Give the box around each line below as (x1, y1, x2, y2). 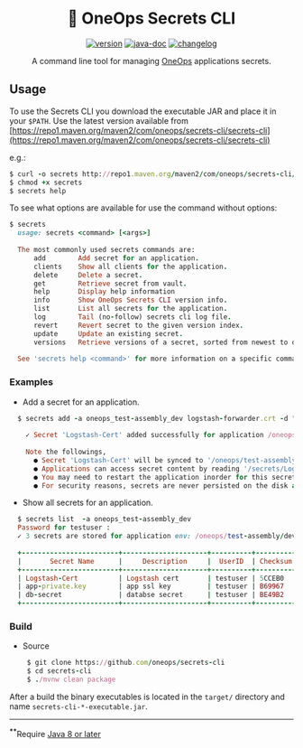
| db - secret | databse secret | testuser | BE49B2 (17, 591, 284, 600)
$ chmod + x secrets (9, 178, 83, 187)
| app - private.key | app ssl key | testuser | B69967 (17, 582, 284, 591)
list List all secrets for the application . (32, 304, 228, 313)
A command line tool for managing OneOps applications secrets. (31, 55, 272, 66)
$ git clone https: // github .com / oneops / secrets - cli (26, 659, 225, 668)
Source (22, 640, 50, 651)
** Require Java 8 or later (9, 726, 101, 739)
